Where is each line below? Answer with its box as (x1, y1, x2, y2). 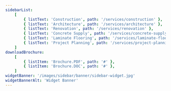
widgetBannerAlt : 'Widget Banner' (5, 78, 79, 83)
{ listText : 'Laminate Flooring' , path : (23, 36, 110, 41)
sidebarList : (5, 7, 33, 13)
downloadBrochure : (5, 50, 44, 55)
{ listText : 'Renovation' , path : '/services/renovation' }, (23, 26, 154, 31)
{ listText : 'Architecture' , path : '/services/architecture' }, (23, 21, 163, 27)
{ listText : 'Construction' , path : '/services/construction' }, (23, 17, 163, 22)
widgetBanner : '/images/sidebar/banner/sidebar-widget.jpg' (5, 73, 136, 78)
